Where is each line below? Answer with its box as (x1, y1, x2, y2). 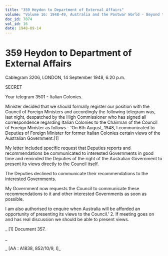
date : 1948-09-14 (5, 26, 41, 31)
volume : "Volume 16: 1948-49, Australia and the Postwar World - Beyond (5, 12, 160, 17)
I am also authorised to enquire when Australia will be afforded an (5, 206, 140, 212)
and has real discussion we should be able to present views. (5, 217, 129, 223)
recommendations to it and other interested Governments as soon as (5, 191, 147, 197)
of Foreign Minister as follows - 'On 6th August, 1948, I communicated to (5, 125, 155, 131)
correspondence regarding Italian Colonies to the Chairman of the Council (5, 119, 157, 125)
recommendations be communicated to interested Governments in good (5, 150, 154, 156)
